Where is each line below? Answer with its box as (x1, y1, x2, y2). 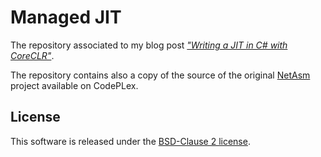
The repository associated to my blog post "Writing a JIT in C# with (10, 39, 288, 51)
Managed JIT (10, 6, 122, 29)
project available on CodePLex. (10, 79, 139, 91)
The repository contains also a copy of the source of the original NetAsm (10, 69, 311, 81)
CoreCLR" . (10, 49, 55, 61)
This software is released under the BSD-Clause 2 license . (10, 135, 251, 147)
